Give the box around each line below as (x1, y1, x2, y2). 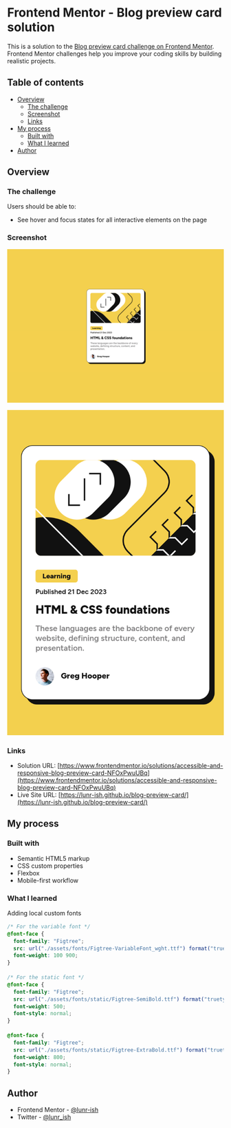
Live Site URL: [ (16, 790, 61, 799)
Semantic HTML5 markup (16, 854, 90, 862)
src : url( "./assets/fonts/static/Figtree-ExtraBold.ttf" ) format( (13, 1046, 208, 1054)
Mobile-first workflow (16, 876, 79, 884)
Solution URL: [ (16, 761, 60, 769)
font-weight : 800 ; (13, 1054, 67, 1061)
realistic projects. (7, 56, 56, 65)
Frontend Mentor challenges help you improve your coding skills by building (7, 50, 222, 58)
